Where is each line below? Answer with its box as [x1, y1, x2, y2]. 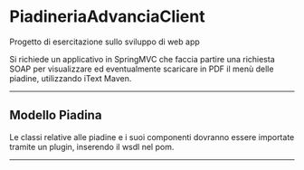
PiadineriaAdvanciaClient [9, 6, 205, 27]
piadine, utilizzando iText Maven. [9, 72, 132, 83]
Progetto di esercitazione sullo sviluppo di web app [9, 36, 201, 47]
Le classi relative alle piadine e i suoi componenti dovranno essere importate [9, 131, 295, 142]
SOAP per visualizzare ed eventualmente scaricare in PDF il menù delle [9, 63, 274, 74]
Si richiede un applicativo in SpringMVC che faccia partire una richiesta [9, 53, 276, 64]
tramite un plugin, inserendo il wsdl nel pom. [9, 141, 175, 152]
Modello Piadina [9, 108, 102, 123]
